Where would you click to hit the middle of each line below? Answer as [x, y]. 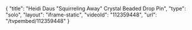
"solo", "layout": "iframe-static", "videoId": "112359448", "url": [81, 15]
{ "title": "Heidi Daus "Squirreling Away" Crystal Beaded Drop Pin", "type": [96, 9]
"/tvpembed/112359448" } [38, 21]
